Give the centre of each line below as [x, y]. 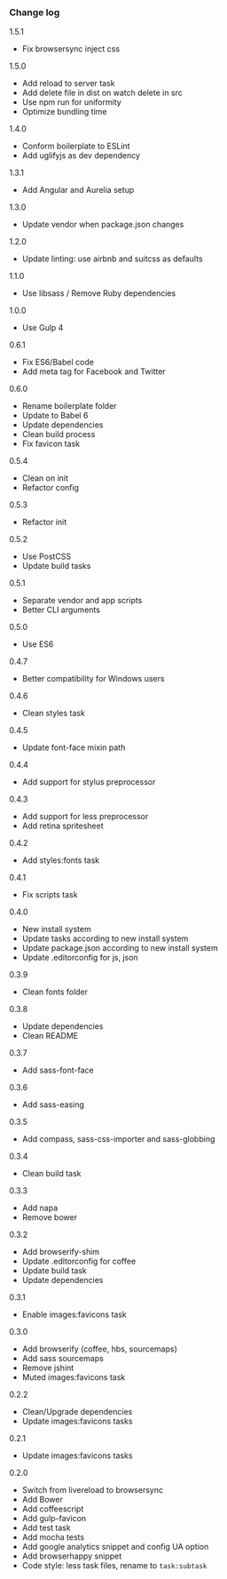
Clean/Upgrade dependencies [77, 1412]
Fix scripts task [50, 895]
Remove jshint [48, 1368]
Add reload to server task [68, 84]
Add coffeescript [53, 1509]
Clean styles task [54, 714]
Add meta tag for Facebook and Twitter [94, 371]
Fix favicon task [51, 444]
